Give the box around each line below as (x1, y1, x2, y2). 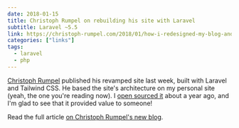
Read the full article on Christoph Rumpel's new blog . (7, 112, 164, 121)
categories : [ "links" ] (7, 37, 75, 44)
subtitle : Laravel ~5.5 (7, 23, 78, 31)
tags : (7, 43, 23, 50)
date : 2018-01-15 (7, 10, 59, 18)
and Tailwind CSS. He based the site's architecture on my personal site (7, 83, 216, 92)
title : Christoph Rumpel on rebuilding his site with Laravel (7, 17, 196, 24)
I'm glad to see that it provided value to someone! (7, 99, 153, 107)
